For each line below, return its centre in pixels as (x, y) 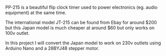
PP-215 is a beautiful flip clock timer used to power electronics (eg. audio (81, 7)
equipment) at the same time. (36, 13)
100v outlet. (17, 33)
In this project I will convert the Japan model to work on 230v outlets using (83, 43)
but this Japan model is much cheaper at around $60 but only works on (80, 28)
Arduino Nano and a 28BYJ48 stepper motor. (52, 48)
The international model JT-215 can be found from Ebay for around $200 (81, 22)
